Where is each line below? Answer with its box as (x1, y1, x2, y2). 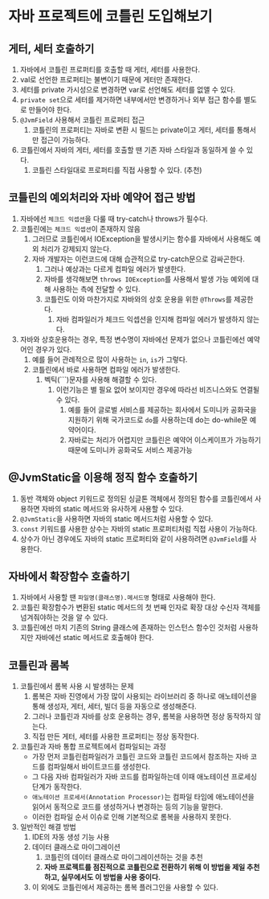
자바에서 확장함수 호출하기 (8, 570, 130, 584)
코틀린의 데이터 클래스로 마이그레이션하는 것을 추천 (43, 852, 203, 862)
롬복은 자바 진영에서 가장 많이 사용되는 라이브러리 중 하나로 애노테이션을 (31, 692, 258, 701)
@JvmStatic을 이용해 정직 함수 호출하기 (8, 471, 198, 485)
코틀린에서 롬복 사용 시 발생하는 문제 (19, 681, 134, 692)
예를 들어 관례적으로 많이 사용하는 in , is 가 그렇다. (31, 355, 188, 364)
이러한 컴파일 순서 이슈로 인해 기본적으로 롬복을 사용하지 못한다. (31, 812, 231, 822)
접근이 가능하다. (40, 135, 91, 145)
